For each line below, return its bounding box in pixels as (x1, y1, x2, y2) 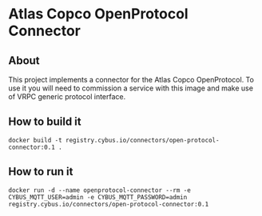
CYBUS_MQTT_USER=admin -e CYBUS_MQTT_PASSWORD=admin (8, 193, 188, 201)
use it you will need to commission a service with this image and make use (8, 83, 254, 93)
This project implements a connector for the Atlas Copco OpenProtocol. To (8, 75, 254, 84)
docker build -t (8, 136, 62, 144)
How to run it (8, 165, 73, 178)
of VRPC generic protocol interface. (8, 92, 126, 101)
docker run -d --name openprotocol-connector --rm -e (8, 186, 192, 194)
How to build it (8, 115, 81, 129)
